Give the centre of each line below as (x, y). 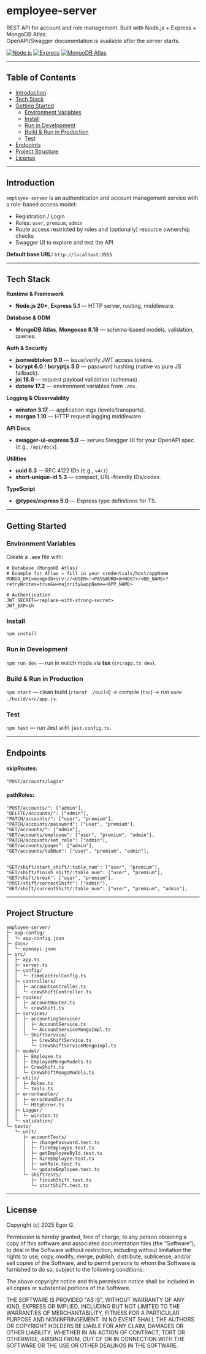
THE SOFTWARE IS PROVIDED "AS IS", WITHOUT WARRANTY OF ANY (96, 1299)
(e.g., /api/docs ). (37, 447)
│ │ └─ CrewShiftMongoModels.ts (51, 1073)
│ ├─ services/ (27, 1013)
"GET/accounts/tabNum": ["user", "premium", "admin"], (78, 851)
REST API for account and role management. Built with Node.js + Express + (101, 28)
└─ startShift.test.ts (60, 1185)
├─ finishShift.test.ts (61, 1180)
